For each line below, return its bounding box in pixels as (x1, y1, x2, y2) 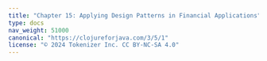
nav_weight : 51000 (8, 26, 69, 34)
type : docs (8, 19, 44, 27)
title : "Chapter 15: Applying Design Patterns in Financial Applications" (8, 11, 261, 20)
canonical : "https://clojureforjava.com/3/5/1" (8, 33, 169, 42)
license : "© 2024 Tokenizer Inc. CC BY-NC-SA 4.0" (8, 41, 180, 49)
